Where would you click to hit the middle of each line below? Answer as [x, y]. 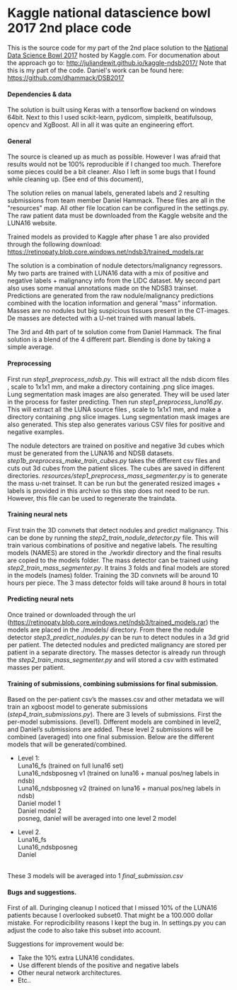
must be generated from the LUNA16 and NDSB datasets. [91, 453]
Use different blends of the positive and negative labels [98, 965]
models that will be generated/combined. [67, 744]
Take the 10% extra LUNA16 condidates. [76, 958]
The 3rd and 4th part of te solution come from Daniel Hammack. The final [114, 332]
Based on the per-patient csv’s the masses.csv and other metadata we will [116, 700]
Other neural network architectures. [70, 973]
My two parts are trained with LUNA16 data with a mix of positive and [108, 273]
